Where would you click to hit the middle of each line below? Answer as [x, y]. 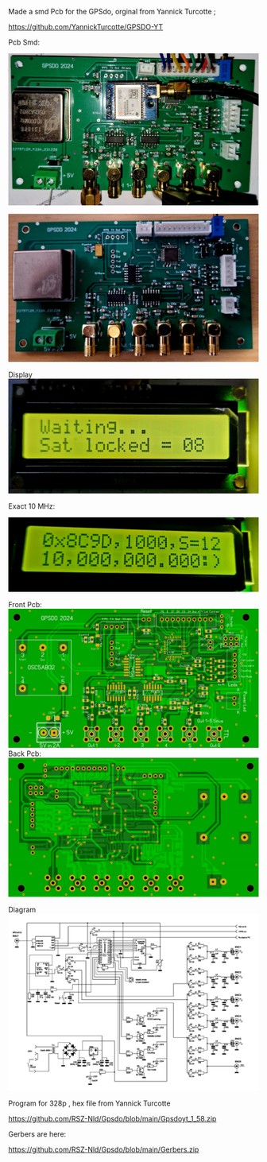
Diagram [22, 910]
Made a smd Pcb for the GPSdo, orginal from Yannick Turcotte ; [112, 12]
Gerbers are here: [37, 1134]
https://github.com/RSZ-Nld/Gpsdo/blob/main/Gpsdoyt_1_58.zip [112, 1119]
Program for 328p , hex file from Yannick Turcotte [89, 1103]
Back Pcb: [25, 753]
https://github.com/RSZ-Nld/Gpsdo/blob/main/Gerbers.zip [104, 1150]
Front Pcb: [25, 605]
